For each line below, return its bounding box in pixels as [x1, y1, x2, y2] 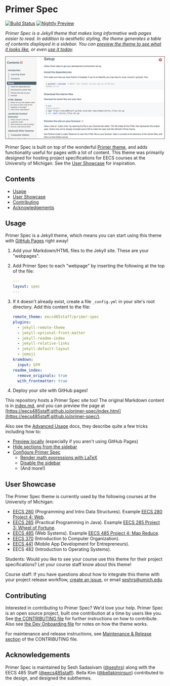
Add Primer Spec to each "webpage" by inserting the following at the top [12, 263, 165, 269]
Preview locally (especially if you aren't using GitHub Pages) [12, 438, 139, 445]
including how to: [5, 429, 41, 435]
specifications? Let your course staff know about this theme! [5, 561, 132, 568]
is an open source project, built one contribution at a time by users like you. [5, 610, 162, 616]
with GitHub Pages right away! [5, 238, 69, 244]
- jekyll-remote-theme [17, 325, 65, 330]
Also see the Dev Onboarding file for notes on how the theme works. [5, 621, 148, 627]
